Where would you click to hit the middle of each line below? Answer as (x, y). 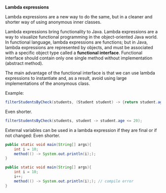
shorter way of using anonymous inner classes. (53, 22)
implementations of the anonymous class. (48, 83)
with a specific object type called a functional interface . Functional (74, 53)
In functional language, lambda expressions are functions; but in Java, (77, 42)
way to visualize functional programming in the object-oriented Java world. (82, 37)
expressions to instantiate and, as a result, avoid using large (66, 78)
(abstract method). (24, 63)
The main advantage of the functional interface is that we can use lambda (80, 73)
